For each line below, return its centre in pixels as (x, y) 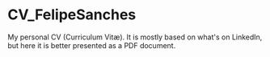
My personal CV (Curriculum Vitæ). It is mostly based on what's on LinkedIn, (135, 37)
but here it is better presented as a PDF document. (92, 45)
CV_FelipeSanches (72, 15)
